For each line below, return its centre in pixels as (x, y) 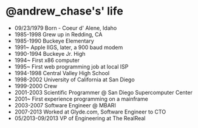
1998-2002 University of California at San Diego (74, 79)
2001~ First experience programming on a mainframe (81, 99)
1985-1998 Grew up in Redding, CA (58, 34)
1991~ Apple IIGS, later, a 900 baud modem (69, 47)
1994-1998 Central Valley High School (62, 73)
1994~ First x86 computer (47, 60)
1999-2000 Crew (36, 86)
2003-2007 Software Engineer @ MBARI (65, 105)
